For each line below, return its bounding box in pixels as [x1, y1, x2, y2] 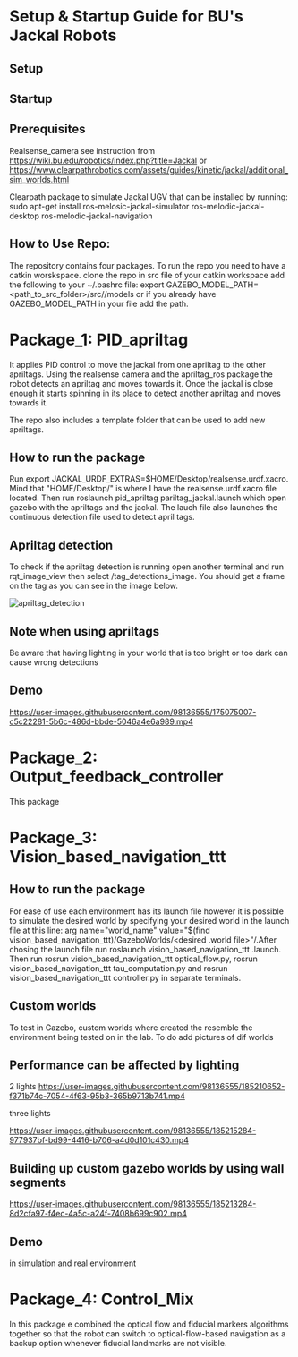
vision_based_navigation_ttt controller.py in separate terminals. [9, 972, 242, 983]
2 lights [9, 1081, 37, 1092]
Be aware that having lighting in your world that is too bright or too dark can [9, 647, 288, 658]
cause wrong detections [9, 656, 98, 668]
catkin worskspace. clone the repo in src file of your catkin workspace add [9, 269, 285, 280]
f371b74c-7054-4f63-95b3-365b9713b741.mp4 [9, 1090, 186, 1102]
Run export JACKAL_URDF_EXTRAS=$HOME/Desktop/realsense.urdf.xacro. [9, 474, 289, 484]
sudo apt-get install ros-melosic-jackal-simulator [9, 201, 190, 211]
